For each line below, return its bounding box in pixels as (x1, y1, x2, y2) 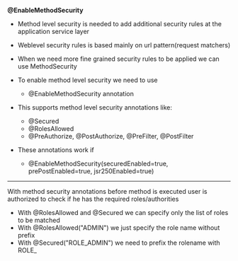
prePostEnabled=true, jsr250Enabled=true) (28, 167, 154, 175)
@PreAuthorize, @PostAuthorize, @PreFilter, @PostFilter (28, 132, 194, 140)
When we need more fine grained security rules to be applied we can (17, 54, 220, 63)
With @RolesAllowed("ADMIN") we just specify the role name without (17, 224, 220, 232)
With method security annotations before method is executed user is (7, 187, 208, 195)
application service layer (17, 28, 90, 35)
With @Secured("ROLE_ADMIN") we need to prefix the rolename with (17, 238, 221, 247)
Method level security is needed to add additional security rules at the (17, 20, 222, 28)
